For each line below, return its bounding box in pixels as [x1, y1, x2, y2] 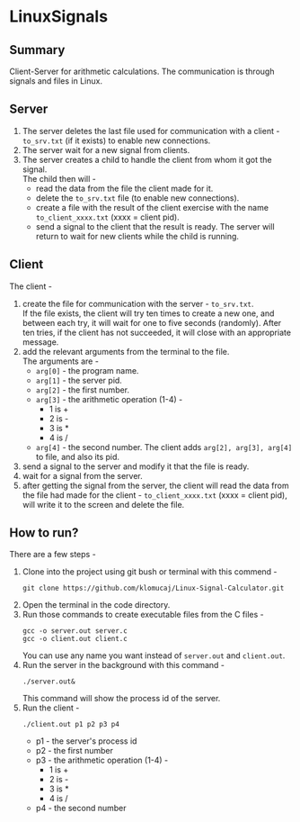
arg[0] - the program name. [35, 365, 139, 375]
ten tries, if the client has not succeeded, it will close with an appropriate [22, 327, 292, 338]
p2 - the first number [35, 745, 114, 756]
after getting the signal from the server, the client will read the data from [22, 480, 289, 491]
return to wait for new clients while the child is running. [35, 230, 240, 241]
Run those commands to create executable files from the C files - [22, 610, 264, 620]
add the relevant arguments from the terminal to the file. [22, 346, 230, 357]
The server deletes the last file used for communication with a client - [22, 125, 280, 136]
